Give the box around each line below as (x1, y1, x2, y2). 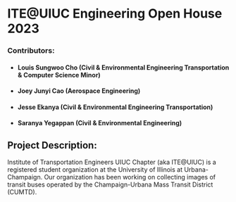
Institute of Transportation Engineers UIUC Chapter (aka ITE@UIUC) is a (7, 158, 216, 167)
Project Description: (7, 139, 97, 151)
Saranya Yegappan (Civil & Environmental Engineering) (17, 119, 182, 127)
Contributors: (7, 46, 55, 56)
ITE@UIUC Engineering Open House (7, 6, 223, 22)
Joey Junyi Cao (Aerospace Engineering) (17, 87, 141, 95)
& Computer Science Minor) (17, 70, 101, 79)
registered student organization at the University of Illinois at (7, 165, 183, 174)
